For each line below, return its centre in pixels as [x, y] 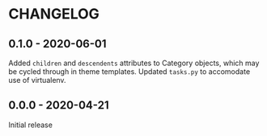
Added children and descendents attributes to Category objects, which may [134, 63]
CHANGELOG [54, 14]
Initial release [30, 125]
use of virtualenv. [37, 80]
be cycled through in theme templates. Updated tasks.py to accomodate [129, 72]
